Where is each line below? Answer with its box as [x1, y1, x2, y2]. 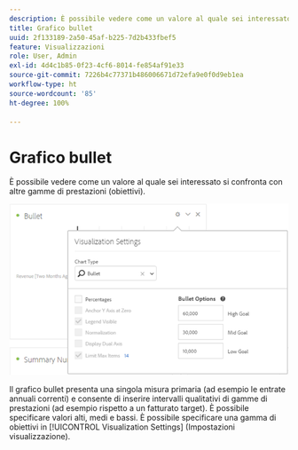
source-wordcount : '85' [9, 89, 98, 98]
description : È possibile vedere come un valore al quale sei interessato [9, 14, 292, 23]
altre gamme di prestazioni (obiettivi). [9, 186, 146, 197]
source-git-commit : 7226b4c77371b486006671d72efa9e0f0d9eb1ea [9, 71, 244, 80]
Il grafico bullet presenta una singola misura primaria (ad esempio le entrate [9, 383, 286, 394]
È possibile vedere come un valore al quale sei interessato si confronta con [9, 177, 283, 187]
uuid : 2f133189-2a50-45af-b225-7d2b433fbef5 [9, 33, 176, 42]
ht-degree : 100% [9, 99, 69, 107]
